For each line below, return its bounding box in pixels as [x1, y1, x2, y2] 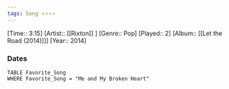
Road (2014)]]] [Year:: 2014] [7, 36, 87, 45]
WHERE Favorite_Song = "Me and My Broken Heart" [7, 75, 150, 82]
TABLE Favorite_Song [7, 69, 67, 76]
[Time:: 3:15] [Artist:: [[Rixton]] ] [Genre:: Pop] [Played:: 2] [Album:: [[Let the [7, 29, 223, 37]
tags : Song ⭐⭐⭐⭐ [7, 10, 57, 17]
